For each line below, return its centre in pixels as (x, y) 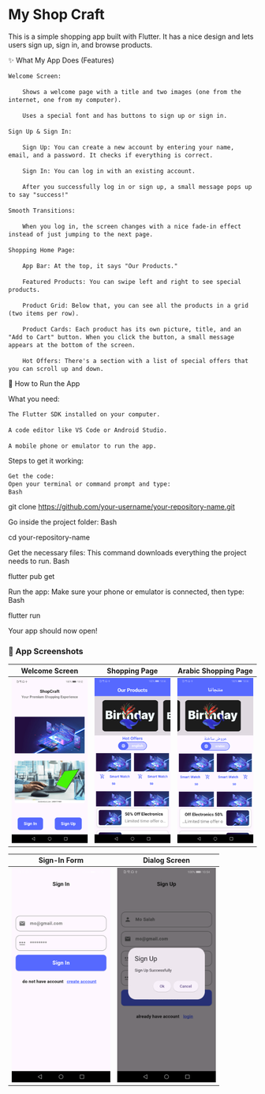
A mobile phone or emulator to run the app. (82, 446)
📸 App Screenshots (46, 651)
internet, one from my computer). (65, 100)
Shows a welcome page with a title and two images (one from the (132, 92)
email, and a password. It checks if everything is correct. (111, 155)
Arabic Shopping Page (215, 671)
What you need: (34, 399)
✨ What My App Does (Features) (61, 60)
